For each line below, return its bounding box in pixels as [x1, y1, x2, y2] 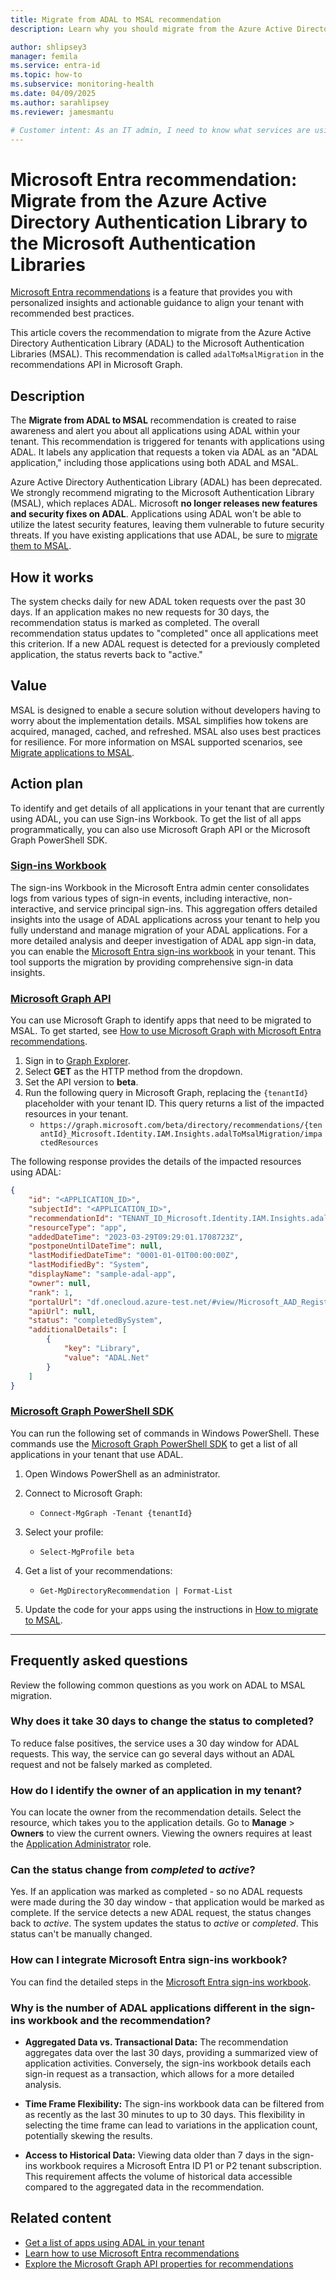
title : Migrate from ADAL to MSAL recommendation [10, 14, 222, 25]
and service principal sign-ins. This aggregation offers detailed [58, 902, 318, 915]
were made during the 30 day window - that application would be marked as [10, 1896, 325, 1908]
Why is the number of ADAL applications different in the [10, 2001, 287, 2015]
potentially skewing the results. [24, 2130, 153, 2141]
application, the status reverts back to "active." [10, 648, 203, 660]
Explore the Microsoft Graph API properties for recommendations [24, 2257, 294, 2270]
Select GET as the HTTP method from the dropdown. [24, 1066, 243, 1078]
